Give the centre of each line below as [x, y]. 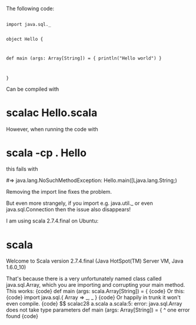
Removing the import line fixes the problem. [59, 192]
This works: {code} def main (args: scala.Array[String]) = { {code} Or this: [95, 291]
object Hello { [25, 39]
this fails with [22, 169]
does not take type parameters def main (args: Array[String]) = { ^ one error [98, 310]
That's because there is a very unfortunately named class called [84, 278]
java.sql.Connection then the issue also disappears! [69, 210]
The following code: [30, 9]
